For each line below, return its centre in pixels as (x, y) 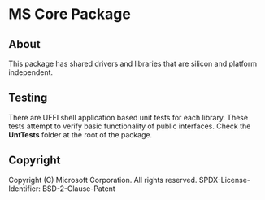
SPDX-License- (224, 180)
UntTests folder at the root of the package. (80, 134)
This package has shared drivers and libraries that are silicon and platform (133, 63)
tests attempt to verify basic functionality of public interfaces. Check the (130, 126)
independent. (31, 72)
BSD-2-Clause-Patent (78, 189)
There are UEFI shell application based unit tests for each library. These (128, 117)
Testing (28, 98)
